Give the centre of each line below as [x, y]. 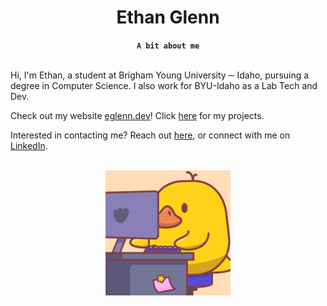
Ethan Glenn [168, 17]
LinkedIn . [29, 145]
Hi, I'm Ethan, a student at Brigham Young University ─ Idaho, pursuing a [160, 75]
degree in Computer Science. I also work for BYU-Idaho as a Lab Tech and [164, 85]
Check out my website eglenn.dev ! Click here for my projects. [137, 115]
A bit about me [168, 46]
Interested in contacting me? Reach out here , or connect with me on [150, 135]
